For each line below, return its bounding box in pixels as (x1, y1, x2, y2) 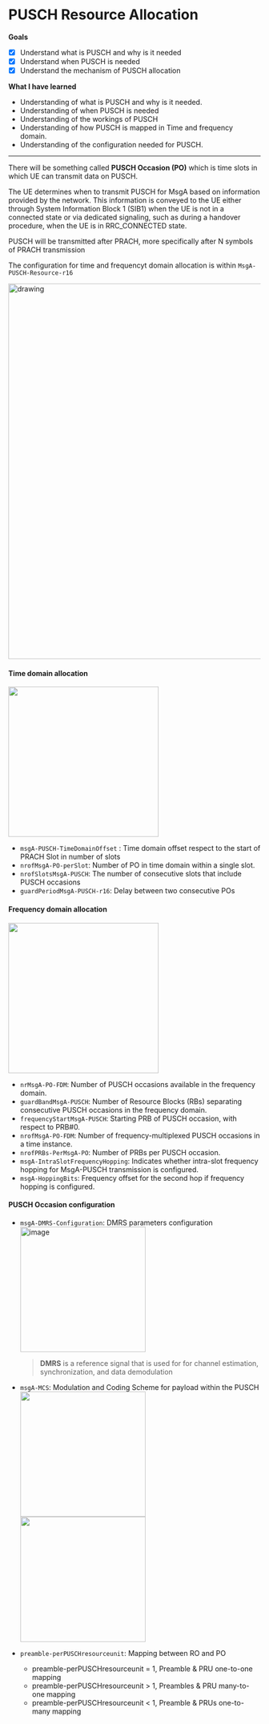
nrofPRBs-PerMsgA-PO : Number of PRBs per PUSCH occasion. (19, 1147, 221, 1157)
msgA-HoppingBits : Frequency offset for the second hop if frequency (19, 1173, 245, 1182)
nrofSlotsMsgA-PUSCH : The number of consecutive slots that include (19, 869, 242, 879)
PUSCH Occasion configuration (8, 1200, 115, 1210)
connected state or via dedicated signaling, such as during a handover (8, 212, 241, 222)
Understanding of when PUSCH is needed (19, 106, 159, 115)
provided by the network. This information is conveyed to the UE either (8, 195, 242, 205)
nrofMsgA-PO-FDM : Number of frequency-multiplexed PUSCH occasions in (19, 1130, 260, 1140)
